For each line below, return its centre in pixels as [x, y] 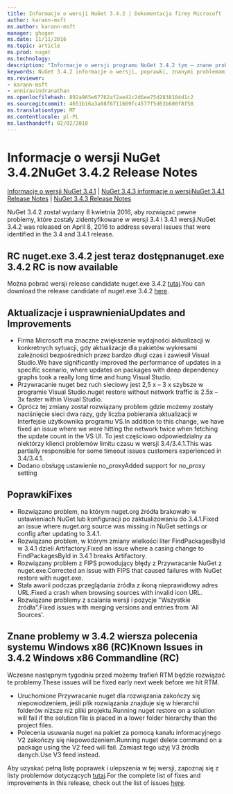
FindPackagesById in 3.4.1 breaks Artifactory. [82, 555]
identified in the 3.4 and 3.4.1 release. [61, 234]
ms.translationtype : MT [42, 110]
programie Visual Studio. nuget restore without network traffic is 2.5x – [118, 392]
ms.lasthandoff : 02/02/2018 [48, 123]
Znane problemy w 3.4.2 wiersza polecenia [103, 636]
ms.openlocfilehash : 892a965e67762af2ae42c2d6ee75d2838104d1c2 [101, 98]
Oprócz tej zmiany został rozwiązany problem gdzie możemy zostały [115, 407]
